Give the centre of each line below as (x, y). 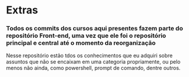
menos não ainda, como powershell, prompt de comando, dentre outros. (93, 68)
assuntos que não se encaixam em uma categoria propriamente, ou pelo (93, 62)
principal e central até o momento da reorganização (81, 43)
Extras (22, 10)
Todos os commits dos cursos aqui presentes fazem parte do (94, 29)
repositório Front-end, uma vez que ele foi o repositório (86, 36)
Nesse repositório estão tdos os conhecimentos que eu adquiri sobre (90, 55)
